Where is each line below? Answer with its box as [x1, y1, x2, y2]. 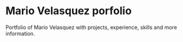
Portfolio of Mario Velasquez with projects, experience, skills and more [5, 24, 178, 31]
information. [5, 30, 35, 37]
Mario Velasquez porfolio [5, 4, 132, 18]
